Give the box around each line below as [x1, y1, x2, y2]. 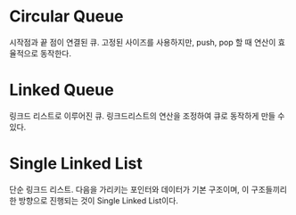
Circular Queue [9, 6, 124, 27]
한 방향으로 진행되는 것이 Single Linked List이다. [9, 194, 178, 206]
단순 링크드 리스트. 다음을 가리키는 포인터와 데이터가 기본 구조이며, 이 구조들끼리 [9, 184, 288, 194]
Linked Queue [9, 80, 114, 100]
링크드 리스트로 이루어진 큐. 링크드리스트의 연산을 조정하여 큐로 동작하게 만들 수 [9, 110, 285, 121]
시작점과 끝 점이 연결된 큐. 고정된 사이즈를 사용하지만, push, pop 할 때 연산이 [9, 37, 276, 47]
